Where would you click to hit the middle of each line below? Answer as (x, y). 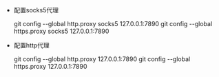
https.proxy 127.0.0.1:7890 (50, 66)
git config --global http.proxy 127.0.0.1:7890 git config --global (102, 59)
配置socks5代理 (36, 10)
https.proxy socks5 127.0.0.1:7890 (61, 31)
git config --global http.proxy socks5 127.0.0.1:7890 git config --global (113, 24)
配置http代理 (31, 45)
